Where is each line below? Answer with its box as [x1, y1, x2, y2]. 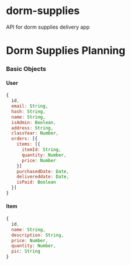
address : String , [11, 125, 54, 131]
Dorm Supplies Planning [6, 44, 126, 57]
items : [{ [16, 142, 41, 147]
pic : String [11, 249, 41, 254]
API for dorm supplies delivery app [6, 23, 89, 30]
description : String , [11, 232, 64, 238]
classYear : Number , [11, 130, 59, 136]
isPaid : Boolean [16, 180, 57, 185]
